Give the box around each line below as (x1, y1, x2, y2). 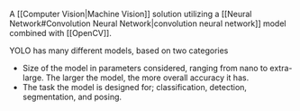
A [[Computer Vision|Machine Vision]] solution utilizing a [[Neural (9, 9, 252, 19)
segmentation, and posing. (22, 91, 123, 102)
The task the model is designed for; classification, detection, (22, 82, 248, 92)
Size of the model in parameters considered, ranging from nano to (22, 63, 268, 73)
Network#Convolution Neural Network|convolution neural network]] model (9, 18, 286, 29)
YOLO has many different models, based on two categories (9, 45, 229, 56)
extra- (269, 63, 293, 73)
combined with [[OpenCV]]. (9, 28, 113, 38)
